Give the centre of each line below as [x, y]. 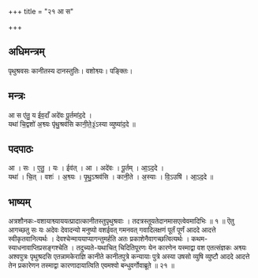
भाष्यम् [19, 202]
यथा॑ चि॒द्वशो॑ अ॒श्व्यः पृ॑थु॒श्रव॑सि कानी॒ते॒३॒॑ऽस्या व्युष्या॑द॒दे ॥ [72, 124]
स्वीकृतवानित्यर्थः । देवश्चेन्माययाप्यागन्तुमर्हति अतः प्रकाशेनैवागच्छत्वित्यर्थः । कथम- [108, 239]
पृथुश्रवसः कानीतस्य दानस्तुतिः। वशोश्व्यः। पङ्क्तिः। [71, 71]
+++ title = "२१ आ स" [41, 11]
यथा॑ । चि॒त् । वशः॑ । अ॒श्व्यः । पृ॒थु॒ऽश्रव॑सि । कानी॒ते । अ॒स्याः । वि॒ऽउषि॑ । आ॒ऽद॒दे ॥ [111, 177]
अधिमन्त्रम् [26, 52]
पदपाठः [21, 149]
